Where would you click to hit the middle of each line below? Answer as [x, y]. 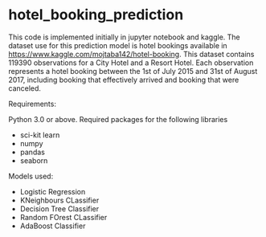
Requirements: [32, 104]
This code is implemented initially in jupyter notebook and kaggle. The [125, 37]
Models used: [31, 176]
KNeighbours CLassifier [59, 200]
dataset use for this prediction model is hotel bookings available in [118, 45]
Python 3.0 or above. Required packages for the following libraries [118, 119]
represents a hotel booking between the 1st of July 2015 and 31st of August [133, 71]
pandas [33, 152]
